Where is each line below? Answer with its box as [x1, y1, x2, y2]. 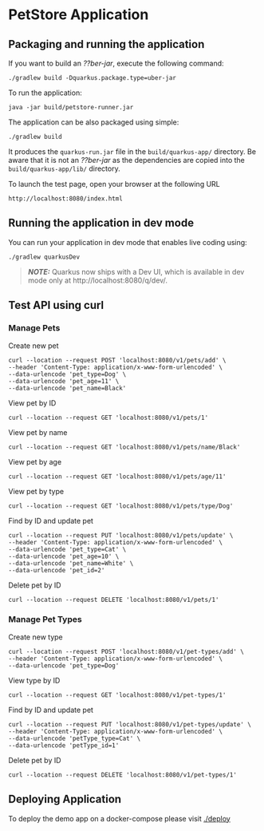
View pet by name [8, 427, 68, 437]
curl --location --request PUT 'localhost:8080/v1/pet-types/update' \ [8, 720, 251, 728]
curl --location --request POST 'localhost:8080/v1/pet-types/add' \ [8, 647, 245, 655]
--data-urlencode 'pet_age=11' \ [8, 377, 120, 385]
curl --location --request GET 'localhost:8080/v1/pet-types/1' [8, 691, 227, 699]
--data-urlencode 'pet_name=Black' [8, 384, 127, 392]
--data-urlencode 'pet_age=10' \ [8, 552, 120, 560]
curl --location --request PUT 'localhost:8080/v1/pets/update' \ [8, 531, 234, 540]
